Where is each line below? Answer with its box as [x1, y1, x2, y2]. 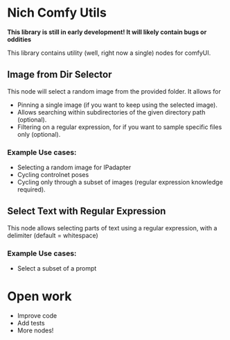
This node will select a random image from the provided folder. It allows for [7, 87, 222, 95]
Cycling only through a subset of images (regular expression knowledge [17, 178, 223, 187]
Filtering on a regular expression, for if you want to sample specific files [17, 123, 222, 131]
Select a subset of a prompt [17, 264, 97, 273]
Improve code [17, 312, 57, 320]
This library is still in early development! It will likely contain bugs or [7, 28, 207, 36]
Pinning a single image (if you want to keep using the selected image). [17, 101, 218, 109]
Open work [7, 289, 72, 305]
